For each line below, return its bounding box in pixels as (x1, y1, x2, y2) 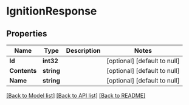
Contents (9, 67, 37, 75)
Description (66, 47, 101, 55)
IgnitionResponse (6, 4, 97, 18)
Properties (6, 29, 47, 39)
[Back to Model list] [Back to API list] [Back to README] (6, 92, 146, 99)
